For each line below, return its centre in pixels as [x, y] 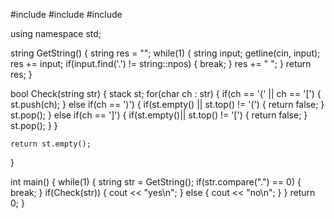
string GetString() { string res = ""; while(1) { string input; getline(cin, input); [165, 53]
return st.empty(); [51, 144]
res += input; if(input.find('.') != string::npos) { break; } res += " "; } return [161, 63]
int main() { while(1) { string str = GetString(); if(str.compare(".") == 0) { [156, 182]
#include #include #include [66, 14]
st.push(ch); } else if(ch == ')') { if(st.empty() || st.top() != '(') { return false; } [167, 104]
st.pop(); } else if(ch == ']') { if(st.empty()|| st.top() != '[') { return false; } [159, 115]
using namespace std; [56, 33]
